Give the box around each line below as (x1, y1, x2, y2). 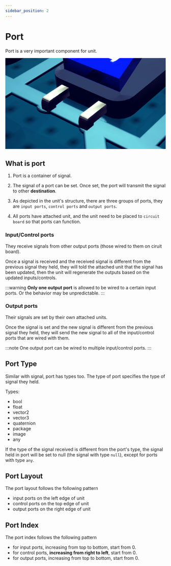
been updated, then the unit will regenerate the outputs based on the (5, 269, 150, 275)
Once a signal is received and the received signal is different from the (5, 258, 151, 264)
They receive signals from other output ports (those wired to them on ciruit (5, 243, 162, 249)
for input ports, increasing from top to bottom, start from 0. (12, 544, 136, 551)
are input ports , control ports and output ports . (12, 203, 118, 209)
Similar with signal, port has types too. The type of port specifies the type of (5, 373, 165, 379)
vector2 (12, 409, 30, 415)
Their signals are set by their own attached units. (5, 314, 108, 320)
